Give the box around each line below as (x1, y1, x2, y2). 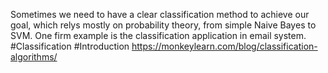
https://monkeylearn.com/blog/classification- (131, 40, 318, 52)
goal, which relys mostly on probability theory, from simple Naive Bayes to (10, 19, 317, 31)
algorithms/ (10, 51, 58, 63)
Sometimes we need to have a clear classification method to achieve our (10, 9, 310, 20)
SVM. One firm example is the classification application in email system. (10, 30, 307, 41)
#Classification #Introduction (10, 40, 130, 52)
